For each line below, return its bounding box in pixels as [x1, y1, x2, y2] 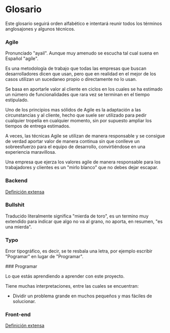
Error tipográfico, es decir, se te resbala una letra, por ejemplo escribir [5, 248, 153, 254]
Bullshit [5, 201, 24, 208]
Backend [5, 177, 28, 184]
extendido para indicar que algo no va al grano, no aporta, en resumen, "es [5, 218, 163, 225]
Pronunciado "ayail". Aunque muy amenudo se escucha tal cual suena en [5, 50, 159, 57]
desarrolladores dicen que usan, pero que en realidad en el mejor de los [5, 71, 156, 77]
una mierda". [5, 224, 32, 230]
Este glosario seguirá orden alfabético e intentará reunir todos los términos [5, 20, 162, 26]
